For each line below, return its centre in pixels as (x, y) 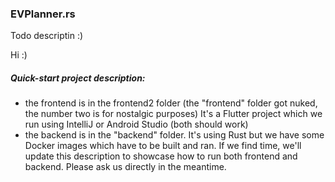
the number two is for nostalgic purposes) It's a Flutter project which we (173, 114)
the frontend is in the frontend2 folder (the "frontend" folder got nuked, (171, 103)
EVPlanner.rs (43, 14)
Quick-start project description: (78, 78)
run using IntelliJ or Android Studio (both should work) (136, 124)
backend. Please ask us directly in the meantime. (125, 167)
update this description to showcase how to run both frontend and (161, 156)
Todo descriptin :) (47, 36)
